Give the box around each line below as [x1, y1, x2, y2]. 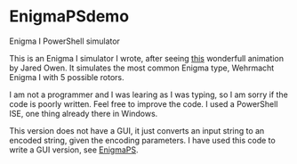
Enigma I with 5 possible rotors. [9, 71, 124, 82]
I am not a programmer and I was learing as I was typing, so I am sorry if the [9, 89, 289, 100]
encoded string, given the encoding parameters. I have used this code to [9, 135, 276, 145]
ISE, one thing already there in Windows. [9, 108, 158, 119]
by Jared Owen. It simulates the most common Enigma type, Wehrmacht [9, 62, 275, 73]
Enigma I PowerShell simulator [9, 36, 120, 46]
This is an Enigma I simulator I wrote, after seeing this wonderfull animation [9, 53, 285, 63]
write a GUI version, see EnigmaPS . [9, 144, 140, 155]
